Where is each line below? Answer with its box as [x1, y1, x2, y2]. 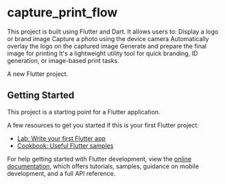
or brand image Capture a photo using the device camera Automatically [7, 34, 209, 42]
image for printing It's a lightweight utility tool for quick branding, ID [7, 49, 198, 57]
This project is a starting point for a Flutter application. [7, 107, 161, 116]
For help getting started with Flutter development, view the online [7, 155, 192, 163]
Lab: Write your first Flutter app [16, 134, 106, 142]
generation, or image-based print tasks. [7, 56, 120, 64]
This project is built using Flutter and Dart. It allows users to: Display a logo [7, 27, 219, 36]
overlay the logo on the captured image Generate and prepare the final [7, 42, 207, 50]
